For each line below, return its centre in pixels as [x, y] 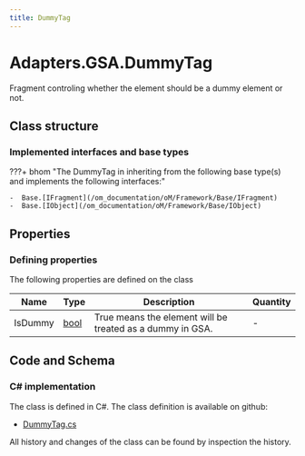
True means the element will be [161, 317]
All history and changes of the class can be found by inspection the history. [151, 441]
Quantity [272, 302]
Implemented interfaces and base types [99, 152]
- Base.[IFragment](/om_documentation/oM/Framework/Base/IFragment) [144, 198]
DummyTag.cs [49, 424]
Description [169, 302]
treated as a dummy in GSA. [153, 328]
